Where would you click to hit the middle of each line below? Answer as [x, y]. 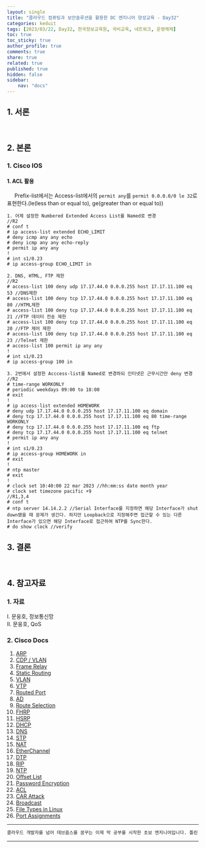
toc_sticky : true [29, 40]
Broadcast [29, 803]
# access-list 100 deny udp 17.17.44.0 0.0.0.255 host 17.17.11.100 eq [99, 287]
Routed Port [31, 693]
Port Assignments [38, 816]
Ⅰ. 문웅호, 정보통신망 [30, 616]
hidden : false [25, 75]
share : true [22, 57]
